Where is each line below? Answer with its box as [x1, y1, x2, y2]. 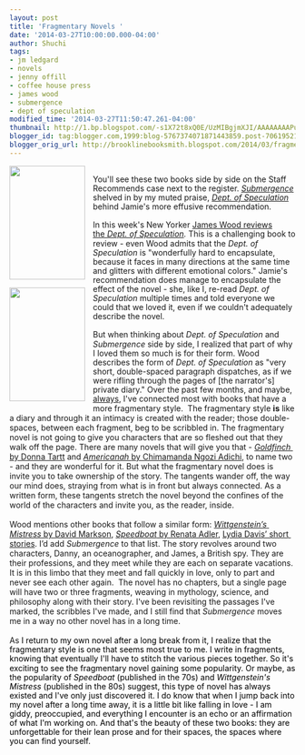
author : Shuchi [9, 38, 67, 48]
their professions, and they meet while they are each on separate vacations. [9, 558, 293, 569]
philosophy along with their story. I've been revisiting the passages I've [9, 597, 275, 608]
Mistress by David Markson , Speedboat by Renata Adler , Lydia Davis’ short [9, 528, 289, 539]
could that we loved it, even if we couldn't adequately [93, 302, 293, 313]
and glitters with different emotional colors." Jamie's [93, 265, 288, 276]
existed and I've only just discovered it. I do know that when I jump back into [9, 690, 295, 700]
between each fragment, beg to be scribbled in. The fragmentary [40, 422, 284, 433]
